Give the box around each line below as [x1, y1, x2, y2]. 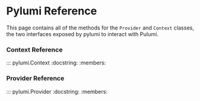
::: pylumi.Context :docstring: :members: [6, 59, 106, 67]
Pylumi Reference [6, 4, 97, 18]
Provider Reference [6, 74, 65, 82]
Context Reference [6, 45, 63, 54]
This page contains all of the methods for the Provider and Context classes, [6, 24, 195, 31]
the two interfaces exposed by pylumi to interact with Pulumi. [6, 30, 159, 37]
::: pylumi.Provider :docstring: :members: [6, 88, 108, 95]
